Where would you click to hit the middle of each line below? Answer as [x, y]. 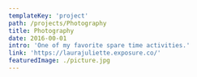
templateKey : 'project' [49, 16]
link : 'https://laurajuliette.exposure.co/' [85, 53]
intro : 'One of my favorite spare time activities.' [99, 46]
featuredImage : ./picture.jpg [60, 61]
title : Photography [41, 30]
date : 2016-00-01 [38, 38]
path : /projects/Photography [58, 23]
